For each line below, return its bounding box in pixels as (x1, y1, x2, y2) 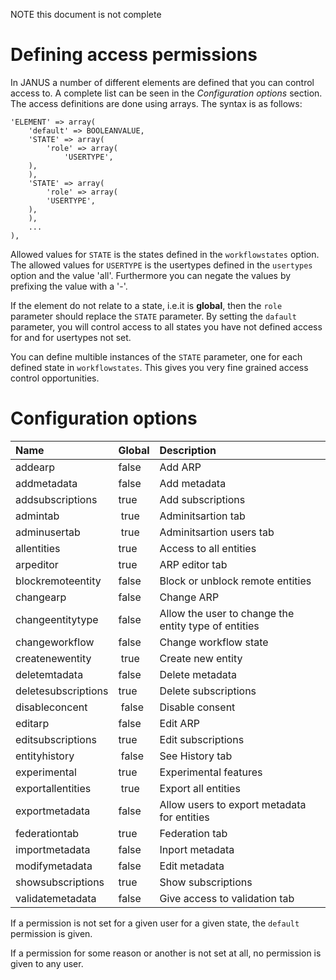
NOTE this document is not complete (10, 9, 162, 20)
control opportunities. (10, 372, 100, 384)
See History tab (159, 749, 233, 763)
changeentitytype (15, 612, 99, 626)
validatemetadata (15, 891, 97, 905)
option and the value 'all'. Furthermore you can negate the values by (10, 269, 292, 281)
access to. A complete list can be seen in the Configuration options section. (10, 87, 323, 99)
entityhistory (15, 749, 75, 763)
